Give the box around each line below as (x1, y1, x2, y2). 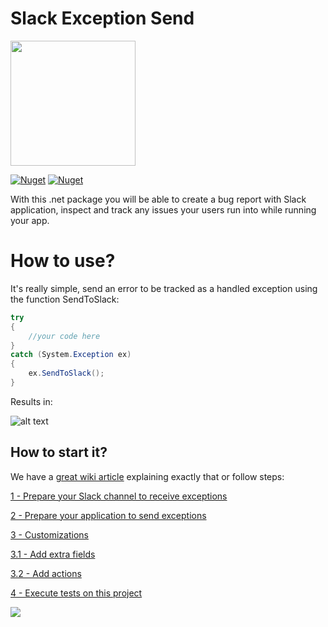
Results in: (10, 395, 53, 407)
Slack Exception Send (10, 7, 195, 30)
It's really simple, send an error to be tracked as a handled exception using (10, 282, 318, 294)
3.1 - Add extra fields (10, 548, 96, 560)
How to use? (10, 250, 116, 272)
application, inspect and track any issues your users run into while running (10, 203, 317, 216)
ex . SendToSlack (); (28, 368, 105, 379)
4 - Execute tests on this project (10, 587, 143, 599)
